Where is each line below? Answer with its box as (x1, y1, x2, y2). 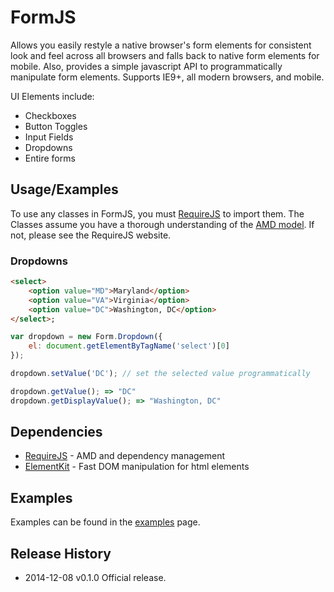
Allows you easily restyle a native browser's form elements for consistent (10, 39, 312, 51)
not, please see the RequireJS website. (10, 229, 172, 241)
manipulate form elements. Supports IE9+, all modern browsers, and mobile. (10, 71, 325, 83)
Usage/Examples (10, 181, 119, 198)
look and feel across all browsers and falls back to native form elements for (10, 49, 320, 61)
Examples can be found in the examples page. (10, 516, 201, 528)
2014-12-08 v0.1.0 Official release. (24, 572, 167, 584)
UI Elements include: (10, 90, 95, 102)
